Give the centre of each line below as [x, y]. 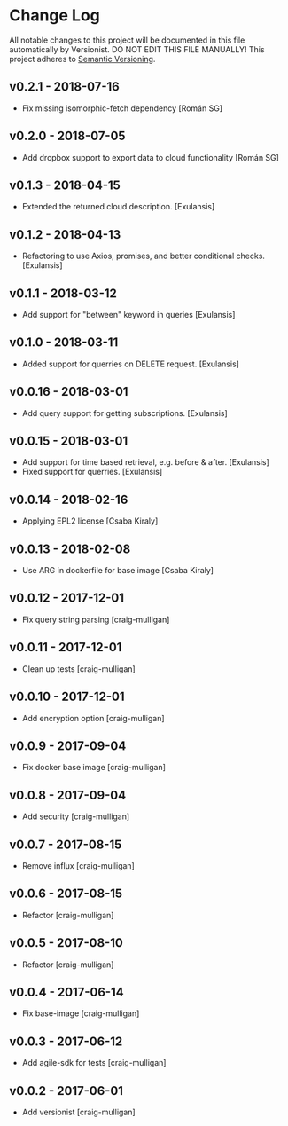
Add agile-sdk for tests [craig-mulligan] [94, 1063]
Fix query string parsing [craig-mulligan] [96, 619]
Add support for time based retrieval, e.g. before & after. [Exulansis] [146, 462]
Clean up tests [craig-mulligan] [78, 669]
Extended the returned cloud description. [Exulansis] [118, 207]
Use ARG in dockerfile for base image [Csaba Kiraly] [118, 571]
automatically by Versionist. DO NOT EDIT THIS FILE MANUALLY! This [137, 49]
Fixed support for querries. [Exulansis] [92, 472]
